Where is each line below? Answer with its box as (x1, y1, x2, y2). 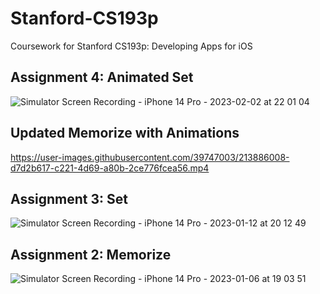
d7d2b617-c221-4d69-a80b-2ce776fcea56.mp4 (10, 162, 210, 174)
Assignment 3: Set (10, 190, 128, 207)
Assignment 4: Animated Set (10, 69, 194, 86)
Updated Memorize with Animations (10, 125, 240, 142)
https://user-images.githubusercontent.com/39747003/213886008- (10, 151, 290, 163)
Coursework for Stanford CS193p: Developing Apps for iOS (10, 40, 253, 52)
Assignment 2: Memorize (10, 246, 172, 263)
